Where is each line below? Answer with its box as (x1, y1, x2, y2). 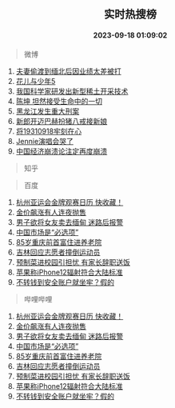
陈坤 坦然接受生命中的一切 (15, 96, 102, 106)
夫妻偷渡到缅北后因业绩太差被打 (15, 66, 121, 76)
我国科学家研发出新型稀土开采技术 (15, 86, 129, 96)
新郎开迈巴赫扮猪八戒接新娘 (15, 116, 108, 126)
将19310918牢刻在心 (15, 126, 82, 136)
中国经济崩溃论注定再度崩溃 (15, 146, 108, 156)
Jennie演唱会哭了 (15, 136, 74, 146)
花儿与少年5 (15, 76, 56, 86)
